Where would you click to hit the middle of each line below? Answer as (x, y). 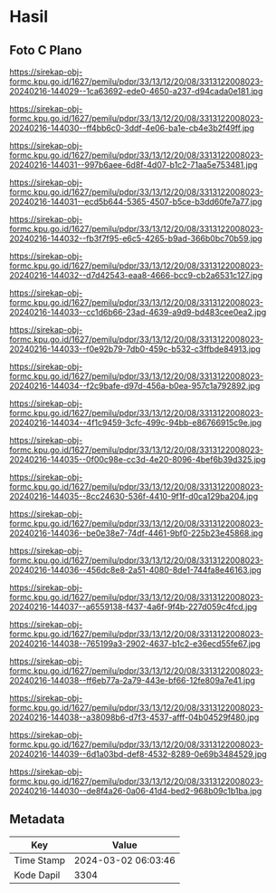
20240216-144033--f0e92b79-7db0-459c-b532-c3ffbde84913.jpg (135, 349)
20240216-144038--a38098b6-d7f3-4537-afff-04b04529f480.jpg (134, 717)
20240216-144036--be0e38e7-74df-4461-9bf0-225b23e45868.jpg (136, 533)
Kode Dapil (37, 875)
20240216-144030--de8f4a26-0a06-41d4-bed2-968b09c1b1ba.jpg (136, 791)
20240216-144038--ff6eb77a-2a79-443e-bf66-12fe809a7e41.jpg (133, 680)
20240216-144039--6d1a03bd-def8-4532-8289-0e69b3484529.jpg (138, 754)
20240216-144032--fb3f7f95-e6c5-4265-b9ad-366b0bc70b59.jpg (136, 238)
